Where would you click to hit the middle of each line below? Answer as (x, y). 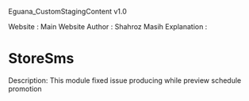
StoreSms (41, 59)
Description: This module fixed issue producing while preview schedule (125, 80)
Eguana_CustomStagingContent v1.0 (67, 11)
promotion (25, 88)
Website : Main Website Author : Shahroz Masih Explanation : (108, 26)
